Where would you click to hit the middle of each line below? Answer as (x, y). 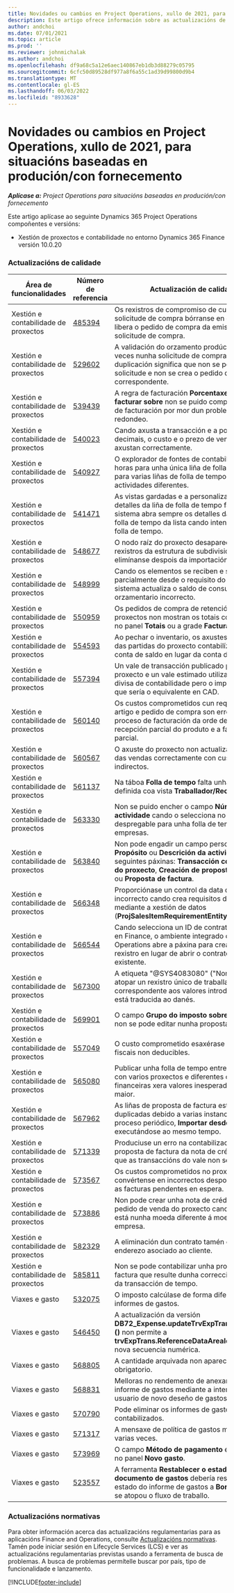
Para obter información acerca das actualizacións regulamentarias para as (114, 1531)
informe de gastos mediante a (163, 1389)
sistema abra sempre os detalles (167, 514)
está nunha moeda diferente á (163, 1218)
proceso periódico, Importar (161, 1123)
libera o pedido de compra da (162, 327)
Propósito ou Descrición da (160, 853)
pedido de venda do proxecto (162, 1209)
